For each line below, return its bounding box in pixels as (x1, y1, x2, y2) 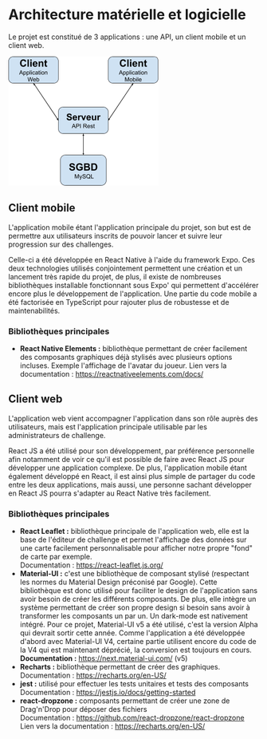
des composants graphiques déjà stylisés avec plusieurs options (19, 353, 233, 362)
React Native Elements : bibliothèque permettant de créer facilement (19, 344, 248, 354)
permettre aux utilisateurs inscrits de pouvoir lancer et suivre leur (8, 231, 223, 240)
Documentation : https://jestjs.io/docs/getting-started (19, 688, 196, 698)
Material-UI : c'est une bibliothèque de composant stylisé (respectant (19, 569, 249, 579)
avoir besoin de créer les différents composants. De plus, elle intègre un (19, 595, 257, 604)
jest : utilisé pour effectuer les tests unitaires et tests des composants (19, 679, 249, 689)
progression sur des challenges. (8, 239, 114, 249)
